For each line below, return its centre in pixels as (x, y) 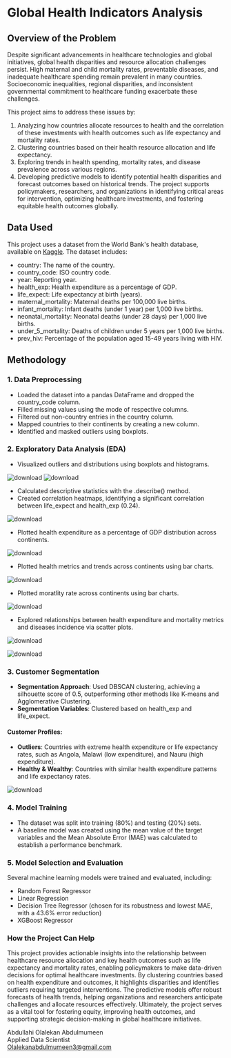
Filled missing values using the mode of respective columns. (103, 409)
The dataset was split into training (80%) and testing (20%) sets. (109, 823)
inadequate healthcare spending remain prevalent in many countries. (105, 77)
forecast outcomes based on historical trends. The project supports (113, 184)
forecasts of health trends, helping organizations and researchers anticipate (115, 997)
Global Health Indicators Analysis (105, 13)
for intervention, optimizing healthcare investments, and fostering (110, 199)
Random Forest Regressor (54, 890)
